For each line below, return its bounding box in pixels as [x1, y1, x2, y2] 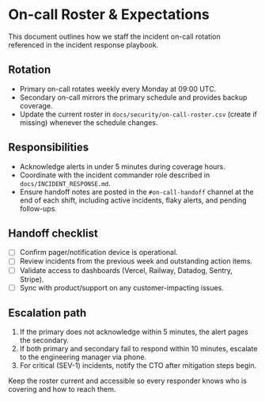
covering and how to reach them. [8, 385, 116, 394]
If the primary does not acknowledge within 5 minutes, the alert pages [19, 327, 249, 337]
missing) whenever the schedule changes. [19, 117, 158, 127]
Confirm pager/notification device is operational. [19, 248, 178, 257]
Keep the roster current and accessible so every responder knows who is [8, 376, 248, 385]
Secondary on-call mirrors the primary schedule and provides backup [19, 93, 248, 102]
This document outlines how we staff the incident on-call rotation [8, 32, 221, 41]
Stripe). [19, 275, 44, 284]
